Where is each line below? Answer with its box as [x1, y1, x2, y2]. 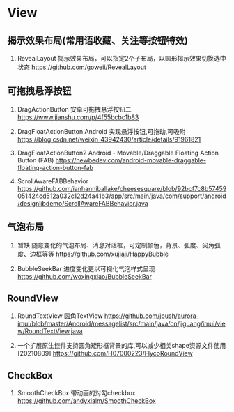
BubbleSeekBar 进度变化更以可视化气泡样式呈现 [17, 264, 155, 273]
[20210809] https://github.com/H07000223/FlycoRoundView [17, 349, 193, 358]
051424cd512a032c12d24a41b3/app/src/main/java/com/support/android [17, 192, 226, 200]
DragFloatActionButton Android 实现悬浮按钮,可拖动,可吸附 [17, 127, 186, 135]
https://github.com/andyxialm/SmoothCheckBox [17, 397, 157, 405]
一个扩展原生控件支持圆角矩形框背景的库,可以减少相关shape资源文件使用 [17, 342, 226, 350]
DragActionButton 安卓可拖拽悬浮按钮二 [17, 105, 132, 113]
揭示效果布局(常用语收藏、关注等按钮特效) [7, 34, 188, 46]
